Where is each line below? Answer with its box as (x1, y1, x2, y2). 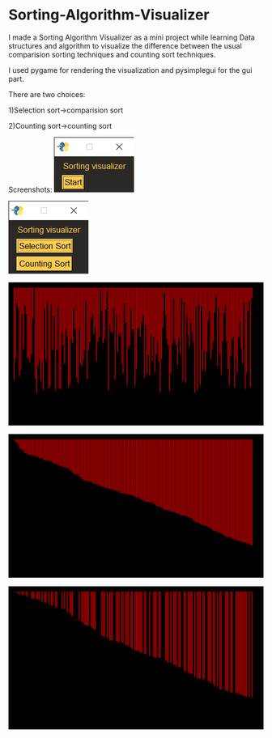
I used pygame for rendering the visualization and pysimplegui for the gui (8, 65, 253, 74)
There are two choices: (8, 89, 86, 99)
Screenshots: (8, 184, 53, 194)
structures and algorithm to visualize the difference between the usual (8, 40, 243, 50)
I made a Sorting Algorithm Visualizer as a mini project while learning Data (8, 32, 255, 42)
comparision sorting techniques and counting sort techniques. (8, 49, 216, 59)
